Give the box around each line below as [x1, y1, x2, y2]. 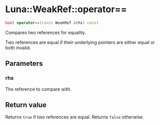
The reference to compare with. [5, 86, 72, 92]
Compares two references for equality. [5, 29, 86, 35]
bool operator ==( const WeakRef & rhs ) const [5, 20, 99, 25]
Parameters [5, 59, 43, 68]
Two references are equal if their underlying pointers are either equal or [5, 39, 155, 45]
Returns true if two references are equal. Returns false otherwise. [5, 114, 144, 120]
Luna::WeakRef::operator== [5, 4, 127, 15]
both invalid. [5, 45, 31, 51]
